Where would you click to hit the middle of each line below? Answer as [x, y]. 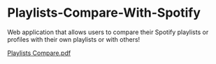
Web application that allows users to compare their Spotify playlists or [108, 32]
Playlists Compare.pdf [39, 53]
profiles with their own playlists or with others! [74, 39]
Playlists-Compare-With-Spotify [104, 13]
